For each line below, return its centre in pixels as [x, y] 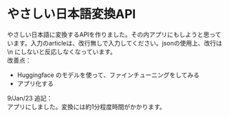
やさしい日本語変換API [72, 14]
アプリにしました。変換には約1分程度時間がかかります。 [87, 107]
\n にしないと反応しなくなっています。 [62, 52]
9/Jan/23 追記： [30, 98]
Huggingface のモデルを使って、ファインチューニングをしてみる [108, 75]
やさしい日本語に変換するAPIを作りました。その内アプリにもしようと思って [114, 34]
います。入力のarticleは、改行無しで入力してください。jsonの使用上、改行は [115, 43]
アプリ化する [35, 83]
